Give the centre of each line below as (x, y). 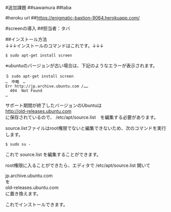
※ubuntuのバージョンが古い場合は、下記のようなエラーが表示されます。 (81, 65)
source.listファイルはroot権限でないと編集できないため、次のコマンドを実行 (86, 128)
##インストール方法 (26, 39)
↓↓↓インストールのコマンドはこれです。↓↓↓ (54, 46)
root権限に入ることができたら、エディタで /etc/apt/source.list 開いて (78, 165)
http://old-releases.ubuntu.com (39, 111)
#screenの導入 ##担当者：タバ (38, 28)
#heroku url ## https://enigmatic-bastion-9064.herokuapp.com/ (73, 18)
